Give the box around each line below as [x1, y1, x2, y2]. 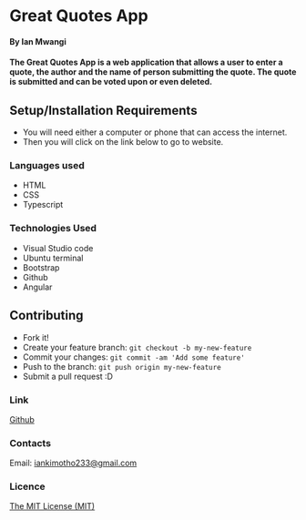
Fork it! [22, 331, 50, 342]
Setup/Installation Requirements [9, 102, 198, 118]
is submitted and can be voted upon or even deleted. [9, 76, 213, 87]
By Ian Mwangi [9, 36, 66, 46]
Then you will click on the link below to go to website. [22, 137, 224, 148]
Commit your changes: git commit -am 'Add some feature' [22, 352, 246, 362]
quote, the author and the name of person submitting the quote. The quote [9, 66, 297, 77]
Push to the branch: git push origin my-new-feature [22, 361, 221, 372]
